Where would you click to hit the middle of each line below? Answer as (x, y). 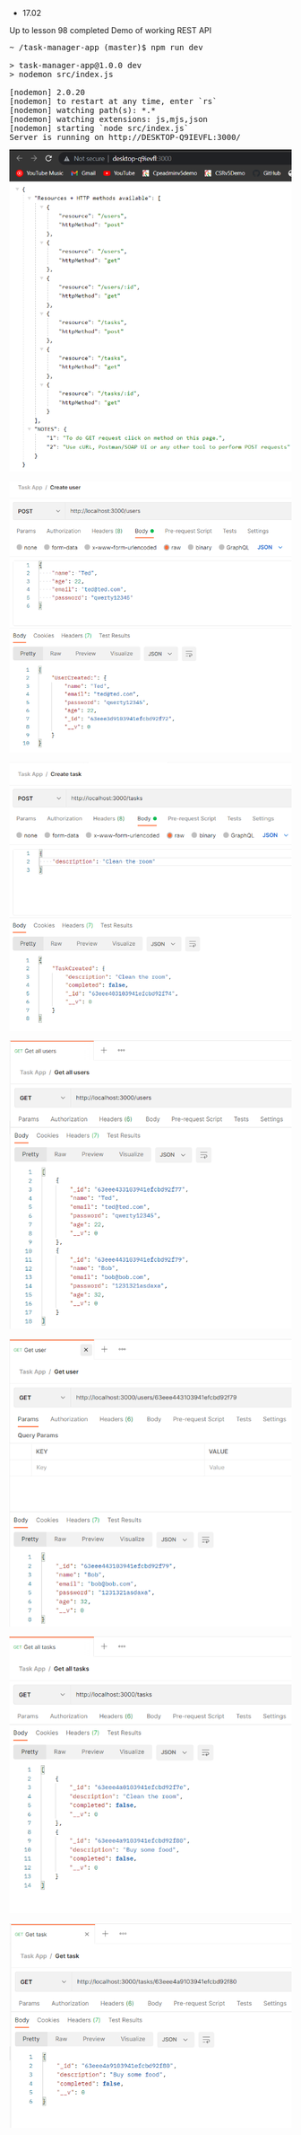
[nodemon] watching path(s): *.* (83, 110)
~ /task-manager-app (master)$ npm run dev (106, 47)
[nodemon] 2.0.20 (47, 92)
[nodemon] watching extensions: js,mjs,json (109, 119)
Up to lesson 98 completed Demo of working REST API (111, 30)
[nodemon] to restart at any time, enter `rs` (113, 101)
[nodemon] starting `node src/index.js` (99, 128)
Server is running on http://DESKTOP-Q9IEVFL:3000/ (125, 137)
